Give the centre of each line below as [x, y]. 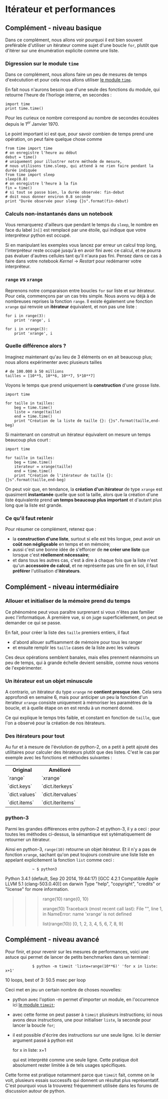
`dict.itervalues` [60, 794]
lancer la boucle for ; [34, 1025]
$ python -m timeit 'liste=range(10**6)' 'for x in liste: [95, 966]
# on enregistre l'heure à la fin [41, 184]
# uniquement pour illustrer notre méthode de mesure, [64, 161]
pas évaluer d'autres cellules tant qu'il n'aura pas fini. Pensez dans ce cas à [83, 256]
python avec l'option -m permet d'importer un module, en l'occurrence [86, 999]
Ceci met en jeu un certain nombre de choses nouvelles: [63, 989]
